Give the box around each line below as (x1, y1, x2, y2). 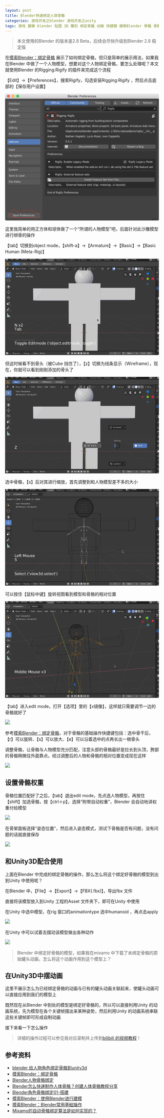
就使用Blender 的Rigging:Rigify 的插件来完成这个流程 (5, 67, 111, 73)
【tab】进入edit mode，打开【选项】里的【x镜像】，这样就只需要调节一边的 (5, 703, 156, 709)
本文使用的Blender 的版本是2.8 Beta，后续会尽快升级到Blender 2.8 (17, 38, 151, 44)
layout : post (5, 8, 32, 13)
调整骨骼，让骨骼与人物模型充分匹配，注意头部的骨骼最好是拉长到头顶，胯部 (5, 746, 159, 753)
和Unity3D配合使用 (5, 858, 63, 866)
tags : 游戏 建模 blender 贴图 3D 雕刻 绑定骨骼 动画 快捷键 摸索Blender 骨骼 (5, 24, 151, 28)
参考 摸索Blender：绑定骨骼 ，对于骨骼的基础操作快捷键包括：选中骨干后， (5, 730, 153, 736)
